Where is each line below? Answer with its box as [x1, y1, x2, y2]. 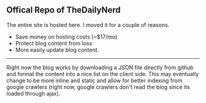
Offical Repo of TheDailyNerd [6, 5, 121, 15]
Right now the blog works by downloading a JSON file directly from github [6, 64, 194, 71]
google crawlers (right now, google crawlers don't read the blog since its [6, 83, 190, 91]
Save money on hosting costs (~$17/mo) [15, 33, 118, 40]
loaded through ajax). [6, 90, 61, 97]
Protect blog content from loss [15, 39, 93, 47]
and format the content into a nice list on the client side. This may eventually [6, 70, 199, 77]
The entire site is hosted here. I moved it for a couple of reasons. [6, 21, 170, 28]
